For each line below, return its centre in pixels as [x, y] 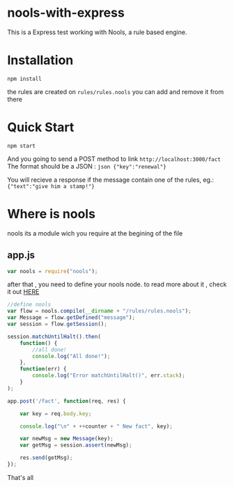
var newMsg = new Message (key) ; [67, 439]
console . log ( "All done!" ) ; [71, 356]
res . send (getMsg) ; [46, 458]
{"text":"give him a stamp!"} [51, 186]
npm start [22, 146]
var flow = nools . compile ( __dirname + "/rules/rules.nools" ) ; [99, 311]
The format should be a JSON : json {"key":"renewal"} [87, 166]
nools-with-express [66, 13]
